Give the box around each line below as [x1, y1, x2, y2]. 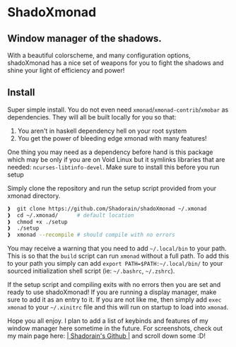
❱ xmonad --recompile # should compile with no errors [7, 231, 175, 239]
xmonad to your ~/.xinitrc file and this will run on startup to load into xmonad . [7, 303, 229, 312]
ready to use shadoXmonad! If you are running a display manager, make [7, 288, 217, 297]
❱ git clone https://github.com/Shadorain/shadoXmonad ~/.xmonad [7, 205, 207, 212]
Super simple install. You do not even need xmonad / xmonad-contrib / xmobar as [7, 105, 229, 114]
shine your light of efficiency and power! [7, 66, 125, 74]
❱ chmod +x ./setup [7, 218, 69, 225]
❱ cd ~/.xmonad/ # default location [7, 211, 134, 219]
